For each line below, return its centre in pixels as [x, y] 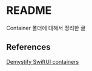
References [28, 47]
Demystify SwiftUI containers [43, 61]
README [29, 11]
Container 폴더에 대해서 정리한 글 [46, 28]
